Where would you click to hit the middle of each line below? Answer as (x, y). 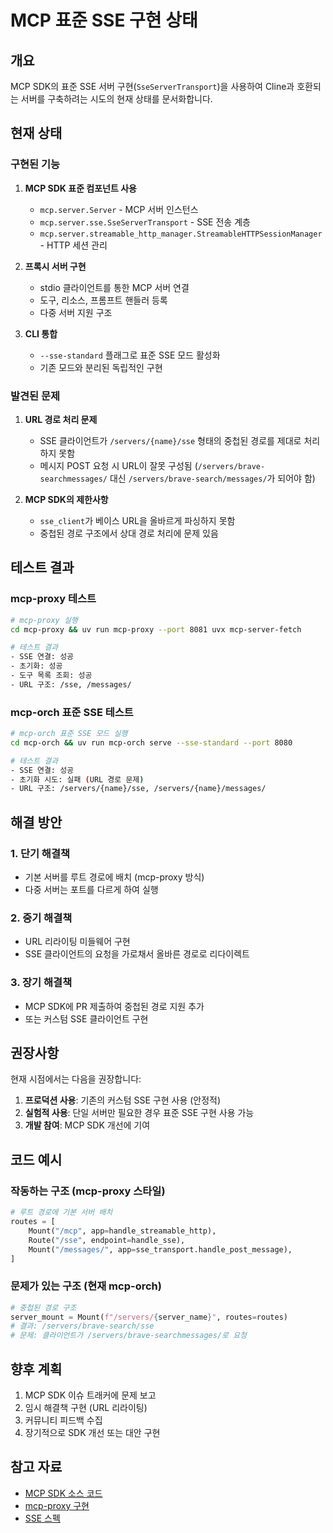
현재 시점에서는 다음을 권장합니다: (76, 1079)
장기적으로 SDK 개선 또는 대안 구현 (92, 1432)
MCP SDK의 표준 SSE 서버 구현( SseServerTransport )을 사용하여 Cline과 (152, 86)
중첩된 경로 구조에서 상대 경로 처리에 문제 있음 (129, 533)
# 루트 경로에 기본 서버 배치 (61, 1212)
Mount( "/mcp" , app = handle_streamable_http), (122, 1231)
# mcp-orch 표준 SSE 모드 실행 (69, 734)
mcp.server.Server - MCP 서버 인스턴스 (119, 209)
